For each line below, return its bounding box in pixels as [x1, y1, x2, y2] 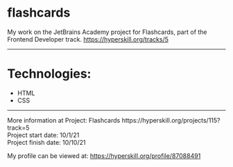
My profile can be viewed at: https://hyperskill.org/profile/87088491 [7, 151, 201, 160]
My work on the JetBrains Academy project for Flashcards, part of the [7, 28, 207, 36]
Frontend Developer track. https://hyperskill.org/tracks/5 [7, 35, 169, 43]
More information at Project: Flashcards [7, 116, 121, 124]
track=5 [7, 123, 30, 132]
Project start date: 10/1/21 [7, 130, 80, 139]
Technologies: [7, 66, 92, 82]
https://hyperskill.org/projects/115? [121, 116, 221, 124]
